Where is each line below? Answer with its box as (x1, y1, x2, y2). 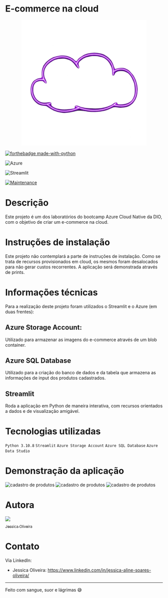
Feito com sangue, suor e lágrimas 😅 (5, 586, 82, 592)
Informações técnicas (5, 287, 98, 298)
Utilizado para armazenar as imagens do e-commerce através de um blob (5, 337, 157, 343)
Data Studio (5, 448, 30, 454)
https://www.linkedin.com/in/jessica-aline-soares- (47, 567, 151, 573)
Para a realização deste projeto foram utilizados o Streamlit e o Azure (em (5, 303, 157, 309)
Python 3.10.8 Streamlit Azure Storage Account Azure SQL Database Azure (5, 443, 158, 448)
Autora (5, 500, 34, 511)
